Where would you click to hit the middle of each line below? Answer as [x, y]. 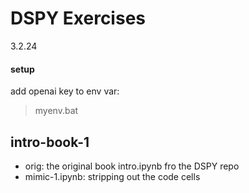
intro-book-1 [50, 142]
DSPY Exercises [78, 18]
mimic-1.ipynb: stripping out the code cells [112, 176]
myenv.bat [56, 111]
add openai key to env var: [65, 91]
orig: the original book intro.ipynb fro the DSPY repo [132, 166]
